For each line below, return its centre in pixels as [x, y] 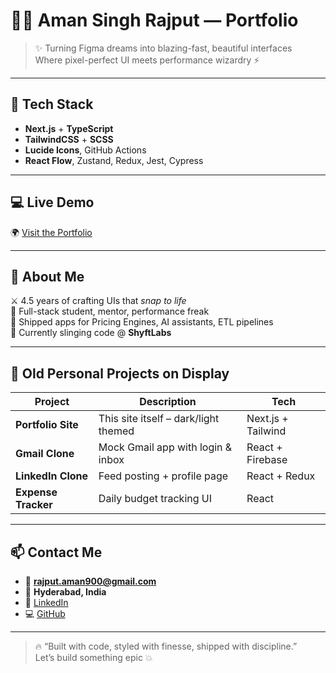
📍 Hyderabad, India [65, 592]
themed [116, 431]
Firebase [267, 460]
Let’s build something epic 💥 [93, 657]
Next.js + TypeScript [69, 128]
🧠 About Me [47, 276]
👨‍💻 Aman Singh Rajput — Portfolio [154, 20]
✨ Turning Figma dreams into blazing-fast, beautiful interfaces [163, 48]
